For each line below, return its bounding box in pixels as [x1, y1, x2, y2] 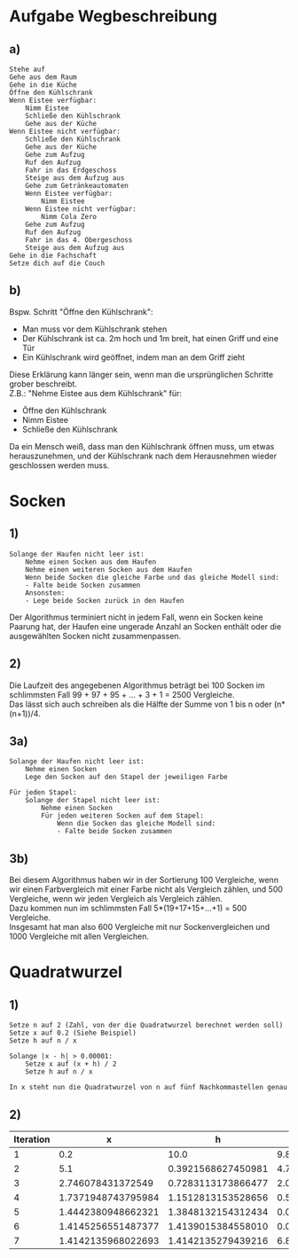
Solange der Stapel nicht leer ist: [25, 796, 161, 805]
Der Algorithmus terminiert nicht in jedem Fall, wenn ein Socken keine [9, 612, 263, 622]
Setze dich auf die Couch [9, 259, 105, 268]
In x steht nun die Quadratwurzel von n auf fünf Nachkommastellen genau [9, 1083, 288, 1092]
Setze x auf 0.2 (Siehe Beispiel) [9, 1028, 137, 1038]
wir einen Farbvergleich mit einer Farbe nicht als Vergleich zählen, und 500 [9, 884, 284, 895]
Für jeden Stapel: [9, 788, 77, 797]
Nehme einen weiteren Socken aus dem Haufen [25, 565, 192, 574]
